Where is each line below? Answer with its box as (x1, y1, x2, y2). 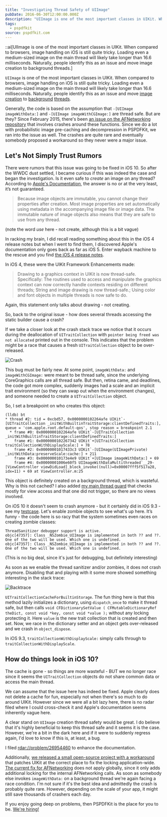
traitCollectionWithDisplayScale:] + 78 (5, 443, 90, 448)
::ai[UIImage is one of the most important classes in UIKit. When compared (5, 44, 158, 50)
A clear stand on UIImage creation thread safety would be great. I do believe (5, 719, 160, 725)
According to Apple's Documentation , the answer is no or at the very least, (5, 180, 158, 186)
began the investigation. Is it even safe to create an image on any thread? (5, 175, 156, 181)
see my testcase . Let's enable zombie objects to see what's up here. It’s (5, 508, 153, 514)
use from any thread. (17, 217, 61, 223)
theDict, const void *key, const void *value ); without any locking (5, 610, 149, 616)
